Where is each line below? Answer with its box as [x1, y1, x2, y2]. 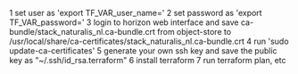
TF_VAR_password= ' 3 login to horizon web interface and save [9, 17, 239, 28]
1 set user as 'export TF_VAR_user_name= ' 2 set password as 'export [9, 8, 262, 18]
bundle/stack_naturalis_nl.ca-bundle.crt [9, 27, 156, 37]
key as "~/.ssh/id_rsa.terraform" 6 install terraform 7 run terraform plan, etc [9, 55, 286, 65]
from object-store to [157, 27, 232, 37]
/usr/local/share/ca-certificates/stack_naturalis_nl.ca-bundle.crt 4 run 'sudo [9, 36, 289, 46]
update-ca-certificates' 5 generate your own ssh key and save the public [9, 45, 278, 56]
